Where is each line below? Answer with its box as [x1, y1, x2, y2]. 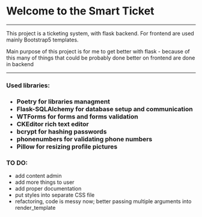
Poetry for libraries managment [16, 97, 110, 106]
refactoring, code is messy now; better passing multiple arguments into [14, 198, 192, 205]
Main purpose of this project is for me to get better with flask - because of [6, 47, 191, 55]
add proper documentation [14, 185, 82, 192]
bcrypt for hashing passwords [16, 127, 107, 136]
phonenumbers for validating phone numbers [16, 135, 153, 143]
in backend [6, 60, 34, 67]
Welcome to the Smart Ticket [6, 4, 155, 18]
